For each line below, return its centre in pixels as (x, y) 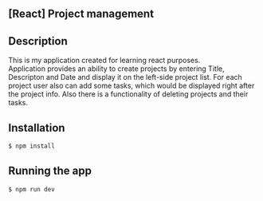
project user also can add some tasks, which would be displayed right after (131, 86)
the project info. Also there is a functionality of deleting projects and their (128, 94)
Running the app (50, 171)
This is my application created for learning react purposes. (104, 61)
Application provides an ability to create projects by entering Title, (116, 69)
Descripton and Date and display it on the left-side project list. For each (126, 77)
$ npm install (32, 146)
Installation (37, 128)
